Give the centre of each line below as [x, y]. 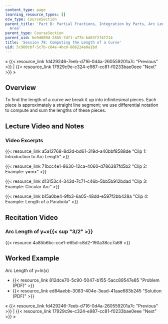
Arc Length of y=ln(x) [27, 270]
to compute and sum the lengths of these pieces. [56, 110]
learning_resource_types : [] [35, 15]
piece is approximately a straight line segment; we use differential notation [82, 105]
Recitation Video [32, 218]
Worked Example [32, 258]
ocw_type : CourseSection [31, 19]
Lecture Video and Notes [45, 126]
